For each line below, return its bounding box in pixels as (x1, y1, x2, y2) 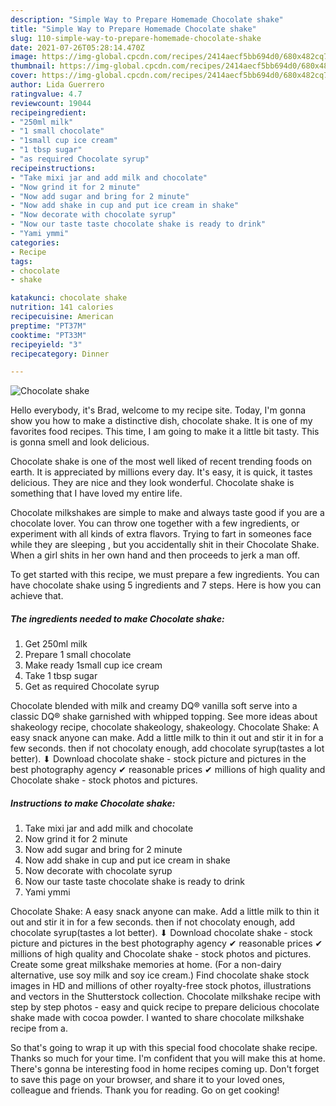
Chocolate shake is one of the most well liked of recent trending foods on (10, 456, 313, 468)
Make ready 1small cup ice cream (24, 659, 163, 671)
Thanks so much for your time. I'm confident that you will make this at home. (10, 1052, 326, 1065)
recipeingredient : (10, 107, 87, 118)
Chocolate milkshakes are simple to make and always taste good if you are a (10, 507, 325, 519)
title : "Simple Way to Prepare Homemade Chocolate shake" (10, 24, 257, 34)
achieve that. (10, 590, 64, 602)
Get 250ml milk (24, 638, 88, 650)
